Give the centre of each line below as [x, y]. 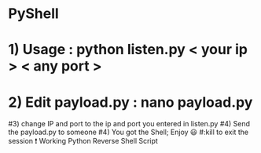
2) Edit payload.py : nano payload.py [130, 102]
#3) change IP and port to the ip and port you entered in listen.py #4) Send [129, 124]
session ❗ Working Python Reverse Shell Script [83, 141]
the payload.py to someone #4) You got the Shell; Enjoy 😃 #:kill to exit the [129, 132]
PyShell [33, 14]
